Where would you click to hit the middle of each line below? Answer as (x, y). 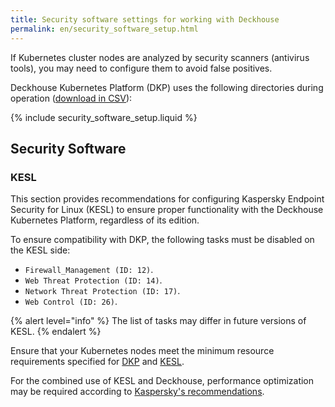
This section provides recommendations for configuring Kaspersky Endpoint (167, 199)
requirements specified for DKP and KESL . (97, 362)
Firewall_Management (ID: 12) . (89, 270)
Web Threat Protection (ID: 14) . (93, 280)
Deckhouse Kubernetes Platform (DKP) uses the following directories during (167, 87)
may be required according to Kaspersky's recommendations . (137, 392)
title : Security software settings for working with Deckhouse (145, 19)
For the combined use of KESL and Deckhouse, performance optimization (162, 381)
